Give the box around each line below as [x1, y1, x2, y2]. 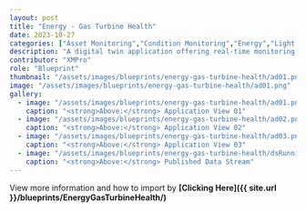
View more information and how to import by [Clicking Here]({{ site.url [9, 182, 277, 193]
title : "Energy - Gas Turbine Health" [9, 22, 157, 31]
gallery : [9, 89, 43, 98]
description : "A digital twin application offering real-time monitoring [9, 47, 296, 56]
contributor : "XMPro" [9, 56, 92, 65]
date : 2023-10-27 [9, 30, 76, 39]
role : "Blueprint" [9, 65, 79, 74]
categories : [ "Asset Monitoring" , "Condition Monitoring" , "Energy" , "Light [9, 38, 296, 48]
